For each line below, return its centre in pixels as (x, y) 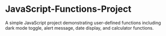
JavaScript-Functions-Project (68, 9)
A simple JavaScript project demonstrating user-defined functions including (83, 23)
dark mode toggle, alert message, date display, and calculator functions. (80, 28)
